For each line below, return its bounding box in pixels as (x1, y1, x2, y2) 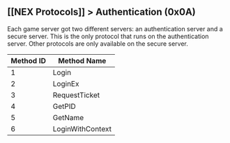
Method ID (10, 56, 47, 65)
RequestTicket (52, 90, 100, 100)
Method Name (58, 56, 107, 65)
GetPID (52, 101, 77, 111)
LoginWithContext (52, 124, 112, 133)
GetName (52, 112, 84, 122)
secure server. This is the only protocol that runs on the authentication (7, 32, 209, 40)
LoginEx (52, 78, 79, 88)
